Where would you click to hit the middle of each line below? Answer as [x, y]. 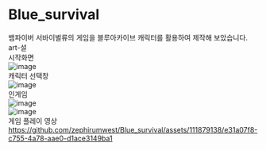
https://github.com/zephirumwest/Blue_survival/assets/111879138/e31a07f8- [133, 129]
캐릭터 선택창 [29, 75]
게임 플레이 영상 [33, 121]
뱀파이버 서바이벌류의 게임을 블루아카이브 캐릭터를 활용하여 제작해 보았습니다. [128, 37]
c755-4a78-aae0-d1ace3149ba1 [60, 138]
